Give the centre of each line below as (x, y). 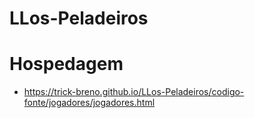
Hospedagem (66, 64)
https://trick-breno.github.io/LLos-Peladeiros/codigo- (134, 92)
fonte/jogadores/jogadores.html (89, 103)
